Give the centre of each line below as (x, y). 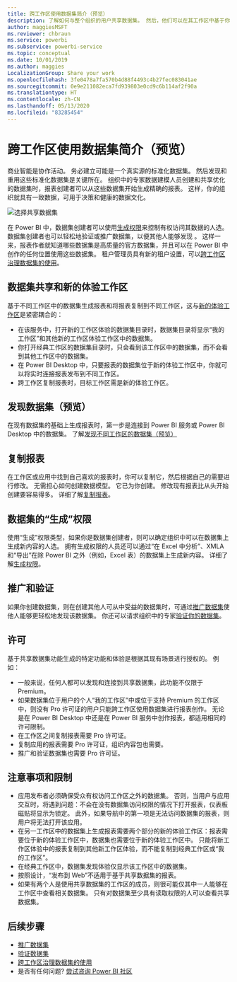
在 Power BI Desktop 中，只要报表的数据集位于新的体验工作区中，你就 (119, 364)
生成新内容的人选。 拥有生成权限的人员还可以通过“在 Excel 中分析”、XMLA (116, 546)
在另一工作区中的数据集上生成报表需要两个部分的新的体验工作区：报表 (120, 831)
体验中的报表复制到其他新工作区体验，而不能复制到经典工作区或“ (124, 849)
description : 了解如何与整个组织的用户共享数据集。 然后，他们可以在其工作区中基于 (116, 21)
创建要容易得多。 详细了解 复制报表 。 (61, 495)
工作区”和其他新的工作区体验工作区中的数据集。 (87, 338)
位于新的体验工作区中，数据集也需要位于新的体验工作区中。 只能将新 (123, 840)
